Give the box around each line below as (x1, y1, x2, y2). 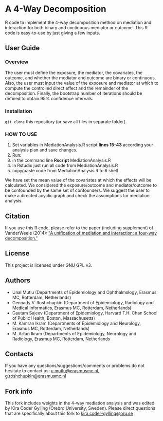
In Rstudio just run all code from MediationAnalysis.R (12, 163, 118, 168)
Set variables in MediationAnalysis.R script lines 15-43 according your (12, 142, 153, 148)
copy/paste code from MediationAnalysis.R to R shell (12, 168, 118, 174)
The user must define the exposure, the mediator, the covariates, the (5, 70, 143, 75)
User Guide (5, 44, 40, 52)
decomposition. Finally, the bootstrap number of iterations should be (5, 90, 143, 96)
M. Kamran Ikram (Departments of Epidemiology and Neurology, (12, 320, 141, 326)
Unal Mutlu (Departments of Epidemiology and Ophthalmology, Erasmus (12, 289, 157, 295)
